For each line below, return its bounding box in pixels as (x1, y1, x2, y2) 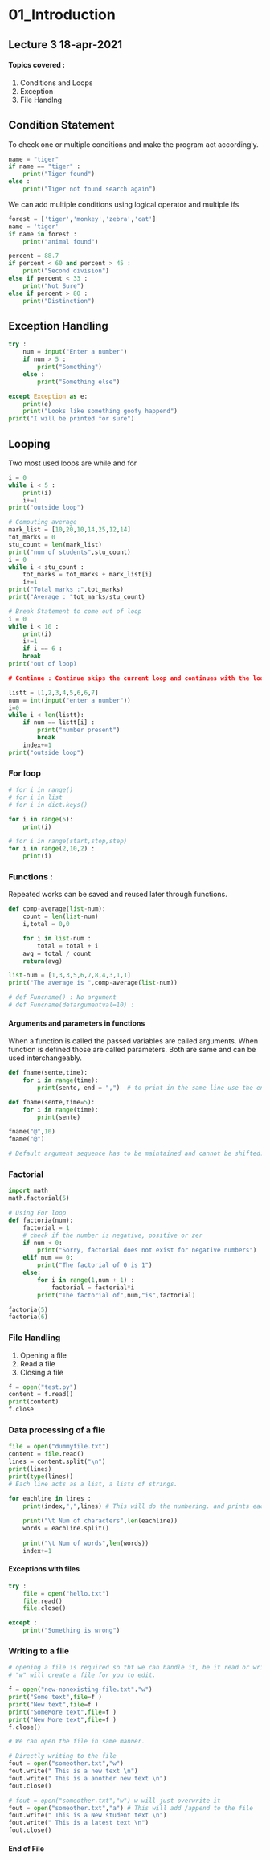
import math (8, 1187, 48, 1195)
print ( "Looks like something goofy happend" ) (22, 408, 178, 416)
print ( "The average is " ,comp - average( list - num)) (8, 979, 178, 987)
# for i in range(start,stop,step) (8, 838, 128, 846)
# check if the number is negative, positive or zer (22, 1231, 203, 1239)
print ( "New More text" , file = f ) (8, 1715, 117, 1723)
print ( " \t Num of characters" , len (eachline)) (22, 1517, 178, 1525)
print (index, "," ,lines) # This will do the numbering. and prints (22, 1502, 250, 1510)
